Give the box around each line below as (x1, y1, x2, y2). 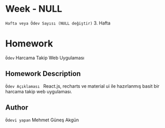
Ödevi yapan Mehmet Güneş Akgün (5, 117, 79, 123)
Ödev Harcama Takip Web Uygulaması (5, 55, 85, 61)
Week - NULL (5, 3, 63, 15)
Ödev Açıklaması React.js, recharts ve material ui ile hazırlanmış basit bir (5, 83, 160, 89)
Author (5, 103, 28, 112)
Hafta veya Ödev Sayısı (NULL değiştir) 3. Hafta (5, 20, 111, 26)
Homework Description (5, 69, 81, 78)
